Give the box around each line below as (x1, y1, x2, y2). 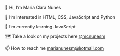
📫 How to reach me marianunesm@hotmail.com (5, 45, 104, 51)
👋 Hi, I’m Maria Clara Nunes (5, 5, 61, 10)
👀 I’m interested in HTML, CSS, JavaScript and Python (5, 14, 115, 20)
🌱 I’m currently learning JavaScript (5, 24, 76, 29)
